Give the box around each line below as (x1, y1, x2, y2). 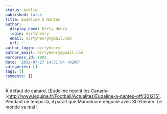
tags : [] (5, 69, 24, 74)
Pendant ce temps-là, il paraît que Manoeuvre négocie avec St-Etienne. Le (5, 98, 162, 104)
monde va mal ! (5, 104, 38, 110)
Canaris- (91, 88, 109, 94)
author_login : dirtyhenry (5, 45, 60, 50)
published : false (5, 12, 42, 17)
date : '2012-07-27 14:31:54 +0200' (5, 60, 81, 65)
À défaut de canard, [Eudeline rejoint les (5, 88, 90, 94)
